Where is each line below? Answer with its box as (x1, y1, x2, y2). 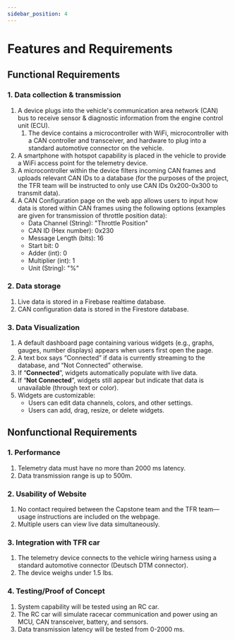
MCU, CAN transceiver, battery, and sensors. (17, 617, 149, 626)
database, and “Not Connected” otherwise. (17, 361, 143, 369)
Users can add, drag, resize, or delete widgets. (28, 406, 164, 415)
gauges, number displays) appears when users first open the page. (17, 346, 214, 355)
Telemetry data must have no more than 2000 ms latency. (17, 463, 186, 472)
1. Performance (7, 448, 61, 458)
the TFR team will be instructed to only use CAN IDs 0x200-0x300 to (17, 181, 218, 189)
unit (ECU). (17, 121, 50, 129)
